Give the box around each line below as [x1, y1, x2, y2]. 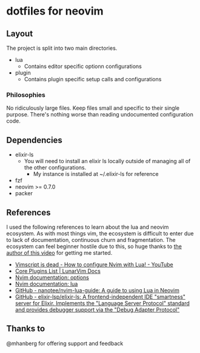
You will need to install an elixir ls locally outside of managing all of [24, 158, 191, 165]
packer [15, 190, 33, 197]
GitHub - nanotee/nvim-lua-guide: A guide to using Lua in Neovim [15, 286, 180, 294]
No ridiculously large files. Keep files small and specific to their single [6, 104, 180, 112]
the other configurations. [24, 164, 87, 171]
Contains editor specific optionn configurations [24, 62, 142, 70]
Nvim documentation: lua [15, 280, 78, 287]
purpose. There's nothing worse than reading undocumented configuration [6, 111, 194, 118]
